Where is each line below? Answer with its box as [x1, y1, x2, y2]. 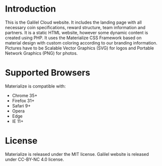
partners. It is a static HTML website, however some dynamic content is [5, 30, 148, 35]
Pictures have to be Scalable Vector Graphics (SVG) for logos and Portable [5, 45, 154, 51]
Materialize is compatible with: [5, 83, 66, 89]
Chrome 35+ [12, 92, 38, 98]
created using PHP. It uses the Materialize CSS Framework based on [5, 35, 142, 41]
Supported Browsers [5, 67, 91, 78]
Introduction [5, 3, 56, 15]
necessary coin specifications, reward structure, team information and [5, 24, 146, 30]
